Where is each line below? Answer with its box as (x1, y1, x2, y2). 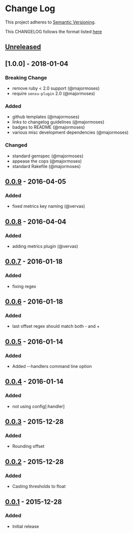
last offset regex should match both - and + (12, 323, 100, 329)
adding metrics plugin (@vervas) (12, 243, 78, 249)
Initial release (12, 523, 39, 529)
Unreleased (5, 43, 42, 51)
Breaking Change (5, 74, 47, 81)
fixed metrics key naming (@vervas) (12, 203, 86, 209)
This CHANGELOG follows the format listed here (5, 28, 102, 34)
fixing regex (12, 283, 37, 289)
